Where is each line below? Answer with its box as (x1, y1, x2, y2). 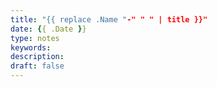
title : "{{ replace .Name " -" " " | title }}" (10, 14, 208, 25)
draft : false (10, 61, 65, 71)
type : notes (10, 33, 60, 43)
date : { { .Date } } (10, 24, 87, 34)
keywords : (10, 42, 52, 53)
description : (10, 52, 65, 62)
